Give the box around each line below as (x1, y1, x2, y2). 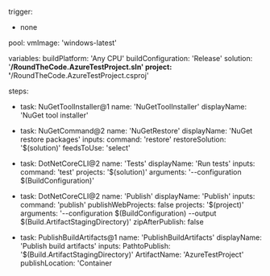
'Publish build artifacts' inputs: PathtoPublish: (19, 241, 171, 250)
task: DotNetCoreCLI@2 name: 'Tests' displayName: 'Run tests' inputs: (19, 159, 255, 168)
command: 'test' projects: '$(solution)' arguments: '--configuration (19, 167, 242, 176)
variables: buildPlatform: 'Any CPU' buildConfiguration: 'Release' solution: (8, 54, 253, 63)
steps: (8, 86, 29, 96)
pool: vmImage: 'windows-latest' (8, 38, 117, 47)
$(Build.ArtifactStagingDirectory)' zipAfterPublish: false (19, 217, 204, 226)
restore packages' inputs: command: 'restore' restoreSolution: (19, 134, 226, 144)
